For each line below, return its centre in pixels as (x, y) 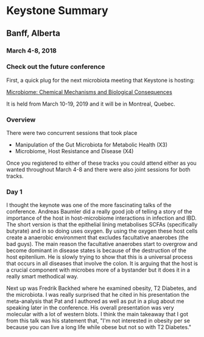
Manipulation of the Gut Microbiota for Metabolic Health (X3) (91, 145)
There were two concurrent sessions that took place (72, 133)
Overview (21, 120)
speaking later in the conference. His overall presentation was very (90, 308)
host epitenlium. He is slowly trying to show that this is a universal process (100, 257)
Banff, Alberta (33, 33)
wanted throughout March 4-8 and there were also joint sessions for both (98, 170)
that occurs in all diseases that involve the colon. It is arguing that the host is (102, 264)
